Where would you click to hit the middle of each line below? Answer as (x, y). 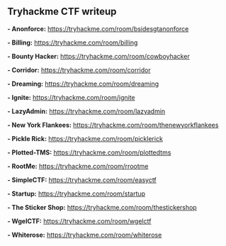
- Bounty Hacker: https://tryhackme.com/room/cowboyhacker (98, 56)
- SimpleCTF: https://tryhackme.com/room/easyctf (82, 179)
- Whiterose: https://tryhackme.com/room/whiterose (85, 235)
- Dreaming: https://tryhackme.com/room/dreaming (83, 84)
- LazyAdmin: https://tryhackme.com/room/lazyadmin (86, 111)
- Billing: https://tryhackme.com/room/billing (73, 43)
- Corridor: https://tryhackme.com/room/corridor (79, 69)
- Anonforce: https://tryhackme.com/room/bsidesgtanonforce (98, 28)
